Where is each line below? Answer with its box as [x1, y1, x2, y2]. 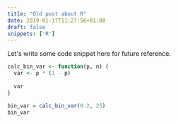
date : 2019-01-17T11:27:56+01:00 [7, 17, 106, 24]
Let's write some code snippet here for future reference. [7, 49, 172, 58]
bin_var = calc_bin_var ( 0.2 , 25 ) [7, 102, 106, 110]
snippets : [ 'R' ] [7, 30, 55, 37]
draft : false [7, 23, 46, 30]
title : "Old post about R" [7, 10, 87, 18]
